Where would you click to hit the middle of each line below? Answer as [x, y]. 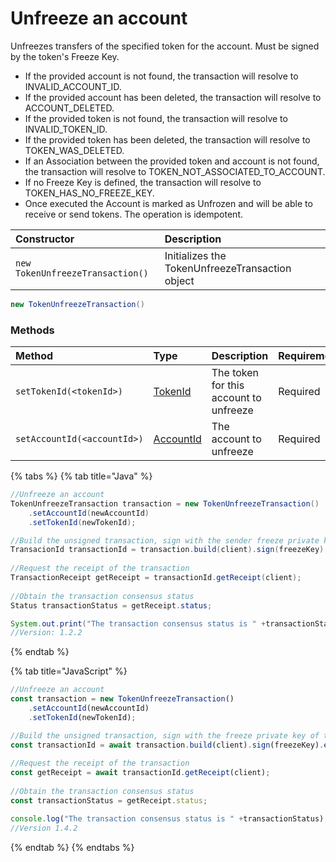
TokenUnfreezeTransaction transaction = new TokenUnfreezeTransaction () [165, 503]
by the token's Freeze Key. [65, 56]
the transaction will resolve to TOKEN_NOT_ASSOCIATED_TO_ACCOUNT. [175, 171]
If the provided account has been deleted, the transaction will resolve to [173, 97]
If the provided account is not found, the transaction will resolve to [161, 76]
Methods [32, 330]
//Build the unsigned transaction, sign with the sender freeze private [165, 540]
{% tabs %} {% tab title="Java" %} [81, 476]
